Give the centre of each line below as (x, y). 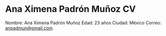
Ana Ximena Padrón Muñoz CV (70, 9)
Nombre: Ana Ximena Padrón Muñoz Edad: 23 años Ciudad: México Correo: (83, 23)
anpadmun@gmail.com (29, 28)
